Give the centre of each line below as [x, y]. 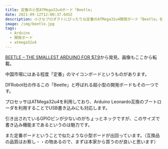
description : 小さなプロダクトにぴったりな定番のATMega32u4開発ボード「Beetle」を [84, 19]
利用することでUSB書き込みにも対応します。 [64, 107]
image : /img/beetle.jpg [30, 24]
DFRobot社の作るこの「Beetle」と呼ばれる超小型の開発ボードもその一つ [80, 84]
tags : [11, 28]
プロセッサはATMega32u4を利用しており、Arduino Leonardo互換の [75, 101]
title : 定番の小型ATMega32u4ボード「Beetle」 [49, 10]
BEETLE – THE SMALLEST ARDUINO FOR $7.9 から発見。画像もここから [79, 57]
